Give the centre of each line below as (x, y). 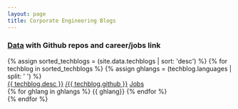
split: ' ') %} (25, 76)
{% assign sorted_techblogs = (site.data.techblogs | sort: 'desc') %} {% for (118, 61)
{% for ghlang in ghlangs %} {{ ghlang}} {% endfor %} (87, 91)
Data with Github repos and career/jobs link (84, 46)
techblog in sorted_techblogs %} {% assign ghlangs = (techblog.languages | (119, 68)
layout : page (27, 14)
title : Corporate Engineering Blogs (62, 21)
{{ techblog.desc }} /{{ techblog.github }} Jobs (76, 83)
